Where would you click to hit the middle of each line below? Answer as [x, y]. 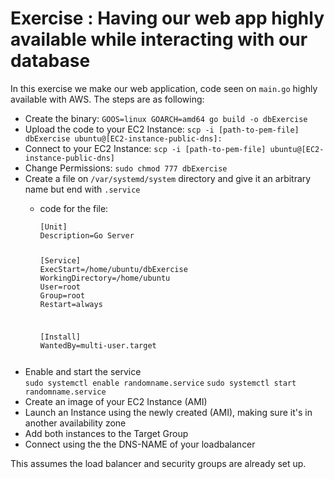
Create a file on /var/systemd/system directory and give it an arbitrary [168, 178]
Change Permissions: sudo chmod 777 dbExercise [126, 168]
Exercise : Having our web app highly [167, 18]
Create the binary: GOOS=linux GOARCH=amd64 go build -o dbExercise [166, 118]
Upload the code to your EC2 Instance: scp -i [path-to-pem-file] [162, 129]
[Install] [60, 337]
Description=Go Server [87, 235]
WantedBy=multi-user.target [98, 345]
